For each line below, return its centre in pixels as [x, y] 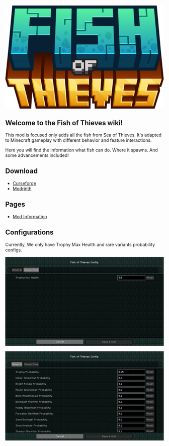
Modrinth [22, 189]
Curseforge [24, 183]
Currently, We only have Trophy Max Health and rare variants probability [80, 244]
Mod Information [30, 216]
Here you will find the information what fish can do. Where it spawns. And [82, 150]
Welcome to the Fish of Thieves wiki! [64, 123]
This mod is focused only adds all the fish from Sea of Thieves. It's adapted [83, 135]
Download [21, 171]
